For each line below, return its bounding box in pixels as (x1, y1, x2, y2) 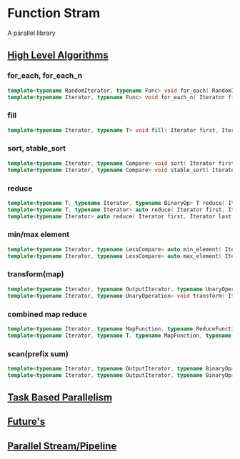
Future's (7, 415, 46, 428)
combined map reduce (7, 309, 87, 319)
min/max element (7, 230, 70, 240)
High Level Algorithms (7, 49, 109, 61)
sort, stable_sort (7, 143, 66, 153)
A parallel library (7, 29, 56, 37)
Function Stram (7, 5, 101, 21)
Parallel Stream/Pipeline (7, 440, 117, 452)
